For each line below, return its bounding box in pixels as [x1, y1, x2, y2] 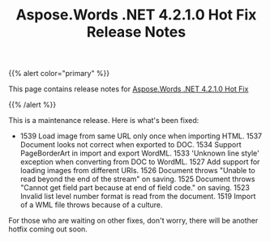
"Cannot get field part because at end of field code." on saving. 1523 [19, 183, 250, 193]
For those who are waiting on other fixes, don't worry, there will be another [8, 216, 259, 226]
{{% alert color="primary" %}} [8, 69, 110, 79]
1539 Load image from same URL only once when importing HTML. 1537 [19, 131, 263, 141]
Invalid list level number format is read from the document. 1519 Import [19, 192, 256, 202]
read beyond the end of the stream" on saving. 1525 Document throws [19, 174, 255, 184]
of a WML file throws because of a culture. [19, 200, 164, 210]
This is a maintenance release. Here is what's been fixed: [8, 116, 199, 125]
